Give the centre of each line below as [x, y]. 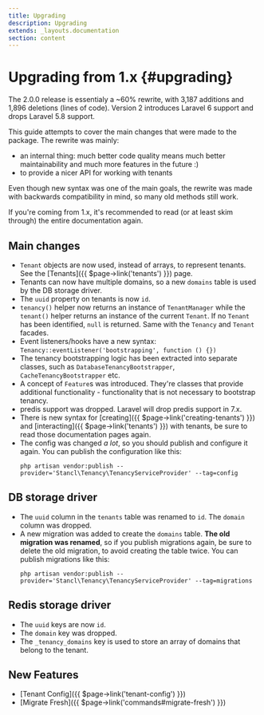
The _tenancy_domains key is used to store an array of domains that [130, 641]
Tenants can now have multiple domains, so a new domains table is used [138, 282]
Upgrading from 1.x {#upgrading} [121, 77]
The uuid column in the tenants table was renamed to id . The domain [132, 516]
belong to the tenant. [54, 650]
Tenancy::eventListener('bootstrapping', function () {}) [118, 350]
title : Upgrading [37, 16]
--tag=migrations [224, 581]
